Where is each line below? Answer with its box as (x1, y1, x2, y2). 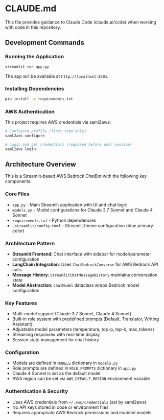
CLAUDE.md (5, 3, 57, 14)
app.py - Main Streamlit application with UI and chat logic (12, 202, 127, 208)
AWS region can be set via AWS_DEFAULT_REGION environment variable (12, 375, 150, 382)
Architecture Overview (5, 160, 76, 168)
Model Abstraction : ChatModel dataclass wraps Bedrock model (12, 282, 140, 288)
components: (5, 178, 32, 184)
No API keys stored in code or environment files (12, 404, 109, 410)
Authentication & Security (5, 388, 69, 395)
